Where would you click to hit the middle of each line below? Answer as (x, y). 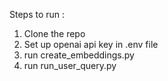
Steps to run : (37, 14)
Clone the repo (54, 33)
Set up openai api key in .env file (91, 44)
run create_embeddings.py (79, 55)
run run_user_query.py (70, 65)
